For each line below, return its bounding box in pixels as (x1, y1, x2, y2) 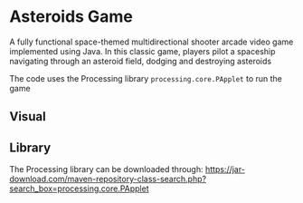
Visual (9, 109, 47, 124)
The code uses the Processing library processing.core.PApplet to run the (9, 72, 283, 83)
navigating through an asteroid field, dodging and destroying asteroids (9, 55, 272, 66)
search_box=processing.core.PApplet (9, 183, 149, 194)
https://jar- (204, 164, 246, 175)
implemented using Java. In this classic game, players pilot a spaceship (9, 45, 276, 56)
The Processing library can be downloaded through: (9, 164, 204, 175)
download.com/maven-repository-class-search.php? (9, 174, 206, 185)
